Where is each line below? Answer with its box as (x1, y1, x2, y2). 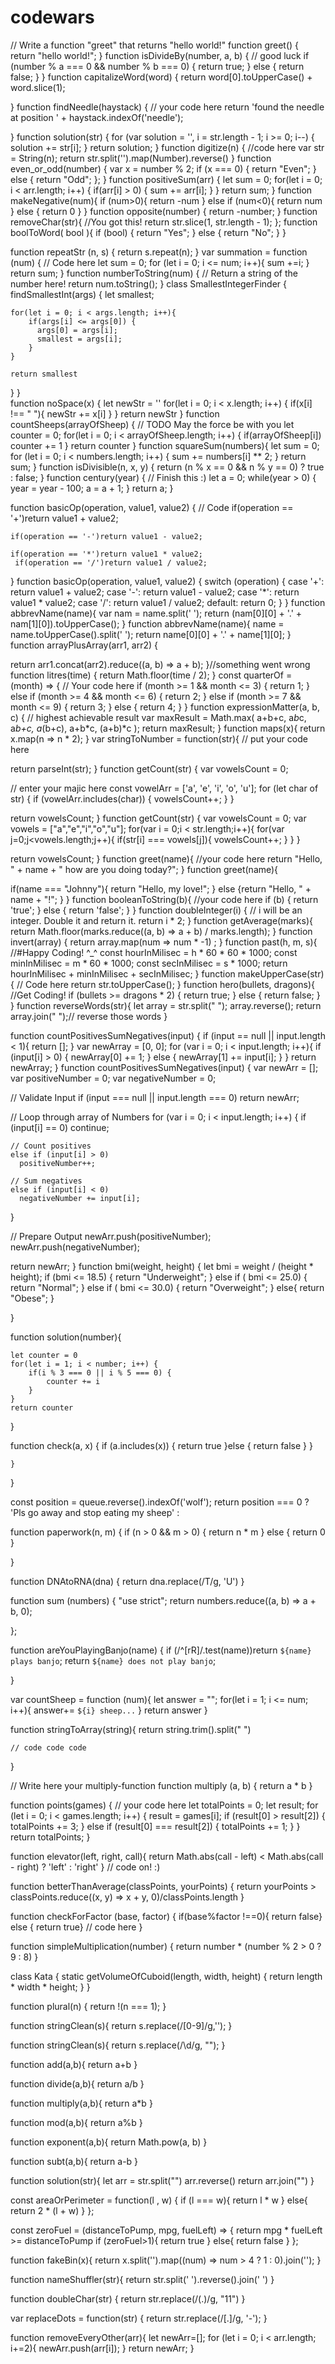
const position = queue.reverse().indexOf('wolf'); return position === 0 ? (10, 1496, 310, 1508)
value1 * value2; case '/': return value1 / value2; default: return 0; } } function (10, 596, 326, 608)
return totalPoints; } (10, 1831, 91, 1843)
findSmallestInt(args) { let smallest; (10, 288, 155, 300)
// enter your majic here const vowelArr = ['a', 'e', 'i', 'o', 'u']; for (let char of (10, 782, 319, 794)
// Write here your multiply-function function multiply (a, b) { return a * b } (10, 1779, 313, 1791)
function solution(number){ (10, 1331, 122, 1343)
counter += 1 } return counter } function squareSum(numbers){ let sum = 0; (10, 439, 320, 451)
